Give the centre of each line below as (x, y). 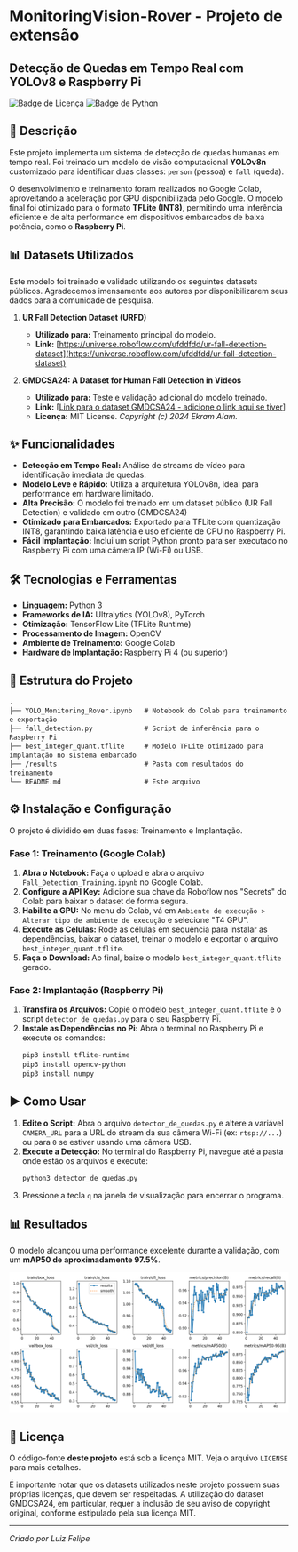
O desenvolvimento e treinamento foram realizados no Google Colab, (135, 188)
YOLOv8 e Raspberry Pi (75, 82)
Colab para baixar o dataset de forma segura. (105, 901)
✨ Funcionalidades (62, 445)
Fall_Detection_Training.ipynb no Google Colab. (113, 882)
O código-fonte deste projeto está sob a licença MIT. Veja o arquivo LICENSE (149, 1458)
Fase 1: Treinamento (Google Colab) (87, 853)
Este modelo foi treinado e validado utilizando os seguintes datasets (133, 281)
